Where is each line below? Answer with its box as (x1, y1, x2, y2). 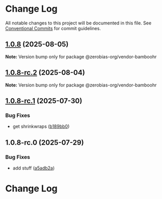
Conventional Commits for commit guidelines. (5, 25, 101, 31)
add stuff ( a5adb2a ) (12, 165, 55, 171)
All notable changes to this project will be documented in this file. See (5, 20, 152, 26)
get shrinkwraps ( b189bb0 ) (12, 123, 70, 130)
